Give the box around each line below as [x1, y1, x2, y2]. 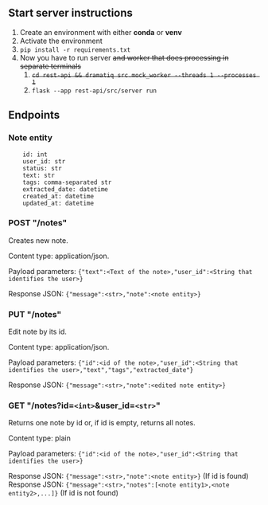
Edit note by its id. [8, 327, 68, 337]
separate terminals [19, 61, 82, 71]
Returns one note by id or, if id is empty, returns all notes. [8, 418, 196, 428]
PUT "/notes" [8, 308, 62, 319]
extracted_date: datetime [22, 185, 109, 194]
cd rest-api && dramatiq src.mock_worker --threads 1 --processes [31, 71, 257, 79]
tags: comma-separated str [22, 178, 112, 186]
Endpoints [8, 108, 60, 122]
